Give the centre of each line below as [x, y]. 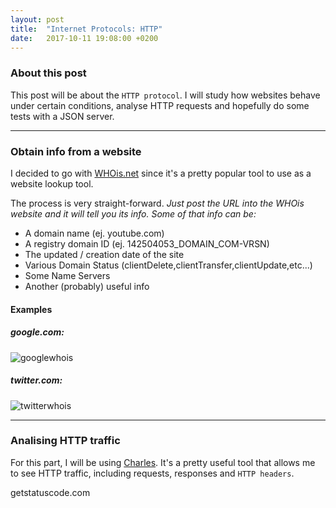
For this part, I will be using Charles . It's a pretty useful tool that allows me [163, 462]
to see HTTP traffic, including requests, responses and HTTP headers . [152, 473]
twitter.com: [36, 380]
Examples [31, 309]
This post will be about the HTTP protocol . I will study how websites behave [165, 95]
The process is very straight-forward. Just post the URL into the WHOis [157, 203]
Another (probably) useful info [87, 286]
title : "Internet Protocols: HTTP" [86, 29]
